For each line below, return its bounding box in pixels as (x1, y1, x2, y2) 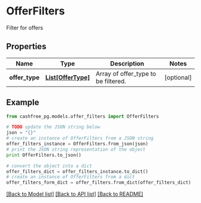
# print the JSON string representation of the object (6, 146, 146, 153)
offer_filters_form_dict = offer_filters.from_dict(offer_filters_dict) (6, 180, 191, 186)
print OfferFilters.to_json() (6, 152, 82, 158)
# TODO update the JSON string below (6, 124, 100, 130)
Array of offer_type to (95, 69, 157, 77)
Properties (6, 41, 47, 52)
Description (110, 59, 145, 67)
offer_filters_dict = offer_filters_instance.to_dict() (6, 168, 148, 175)
